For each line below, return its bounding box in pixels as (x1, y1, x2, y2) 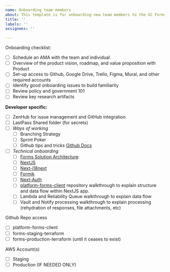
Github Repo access (5, 215, 48, 221)
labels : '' (5, 21, 28, 27)
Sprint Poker (20, 136, 47, 142)
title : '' (5, 17, 26, 22)
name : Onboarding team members (5, 7, 71, 13)
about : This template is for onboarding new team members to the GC (5, 12, 153, 17)
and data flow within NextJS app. (20, 188, 90, 194)
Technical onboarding (12, 148, 59, 154)
